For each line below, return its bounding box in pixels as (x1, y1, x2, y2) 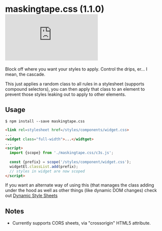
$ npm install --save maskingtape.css (5, 118, 85, 124)
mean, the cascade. (5, 71, 45, 77)
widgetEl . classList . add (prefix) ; (9, 164, 79, 169)
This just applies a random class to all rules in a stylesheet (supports (5, 80, 145, 87)
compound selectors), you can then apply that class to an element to (5, 86, 145, 92)
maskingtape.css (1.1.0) (5, 3, 105, 15)
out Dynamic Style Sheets (5, 192, 58, 198)
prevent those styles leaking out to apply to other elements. (5, 91, 126, 97)
